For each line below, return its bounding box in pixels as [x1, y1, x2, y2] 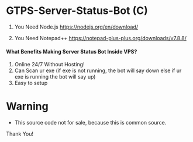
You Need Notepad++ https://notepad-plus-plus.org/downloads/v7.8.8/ [14, 34, 187, 41]
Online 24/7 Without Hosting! [14, 61, 85, 68]
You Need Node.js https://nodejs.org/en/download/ [14, 23, 139, 30]
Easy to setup [14, 80, 48, 87]
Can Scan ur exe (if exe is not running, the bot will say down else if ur [14, 67, 182, 74]
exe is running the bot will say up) [14, 73, 96, 80]
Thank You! [6, 130, 34, 137]
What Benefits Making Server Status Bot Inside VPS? [6, 48, 137, 55]
